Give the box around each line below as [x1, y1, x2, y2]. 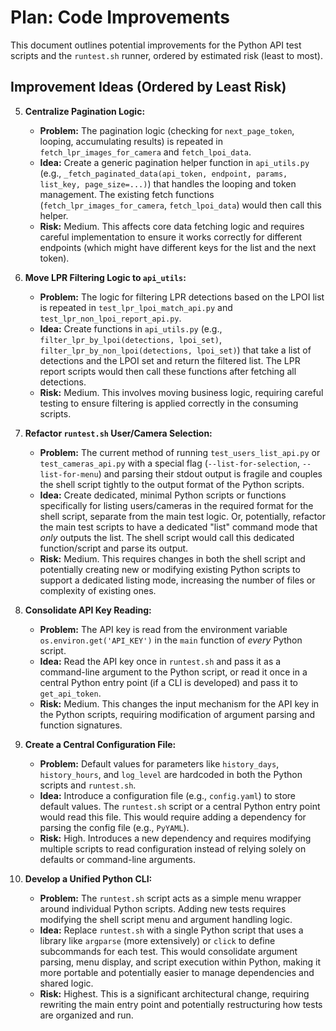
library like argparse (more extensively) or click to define [39, 934, 276, 946]
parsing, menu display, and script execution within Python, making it [39, 956, 322, 968]
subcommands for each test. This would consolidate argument [39, 945, 298, 957]
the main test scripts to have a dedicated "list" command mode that [39, 521, 318, 533]
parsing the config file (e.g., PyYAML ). [39, 821, 190, 833]
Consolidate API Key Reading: [24, 604, 152, 616]
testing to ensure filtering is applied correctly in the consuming [39, 397, 299, 409]
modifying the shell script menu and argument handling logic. [39, 913, 293, 925]
